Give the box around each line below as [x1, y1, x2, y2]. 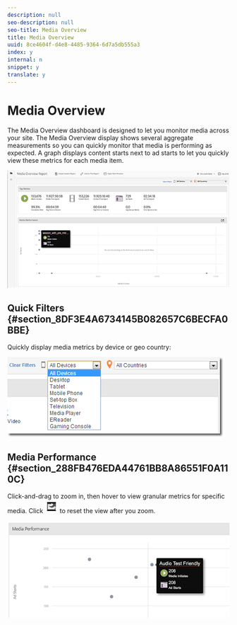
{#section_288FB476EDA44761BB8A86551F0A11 [7, 462, 229, 474]
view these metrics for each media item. [7, 156, 124, 164]
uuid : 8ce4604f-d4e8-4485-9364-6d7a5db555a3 [7, 41, 140, 49]
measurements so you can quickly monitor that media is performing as [7, 141, 213, 149]
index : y [7, 49, 33, 56]
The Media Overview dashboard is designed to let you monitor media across [7, 126, 229, 134]
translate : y [7, 71, 46, 78]
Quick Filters [7, 302, 65, 314]
